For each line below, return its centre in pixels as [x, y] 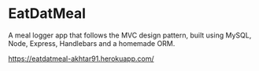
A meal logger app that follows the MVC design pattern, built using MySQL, [130, 35]
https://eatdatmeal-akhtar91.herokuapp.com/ [81, 59]
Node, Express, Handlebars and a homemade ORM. [92, 43]
